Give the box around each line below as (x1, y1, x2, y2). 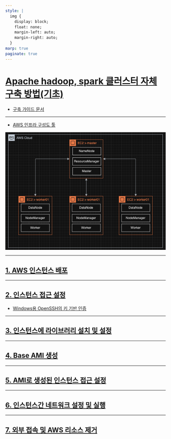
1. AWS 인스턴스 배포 (5, 266, 68, 275)
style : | (5, 8, 24, 13)
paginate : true (5, 51, 38, 56)
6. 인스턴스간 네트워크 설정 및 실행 (5, 401, 106, 409)
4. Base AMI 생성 (5, 351, 58, 360)
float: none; (14, 24, 42, 30)
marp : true (5, 46, 28, 51)
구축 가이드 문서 (12, 106, 44, 112)
